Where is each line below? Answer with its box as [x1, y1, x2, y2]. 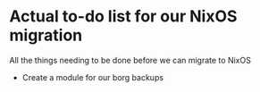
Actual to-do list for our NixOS [9, 6, 238, 27]
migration [9, 25, 83, 46]
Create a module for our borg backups [21, 71, 164, 82]
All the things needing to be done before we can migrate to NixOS [9, 54, 252, 65]
